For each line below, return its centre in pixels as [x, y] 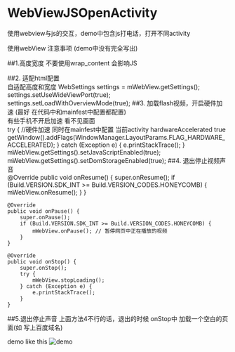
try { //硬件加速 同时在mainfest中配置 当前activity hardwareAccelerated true [116, 129]
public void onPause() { [43, 211]
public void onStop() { [42, 261]
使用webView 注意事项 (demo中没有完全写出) [73, 48]
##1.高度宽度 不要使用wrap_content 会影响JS [72, 63]
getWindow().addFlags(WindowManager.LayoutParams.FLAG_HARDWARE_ [116, 137]
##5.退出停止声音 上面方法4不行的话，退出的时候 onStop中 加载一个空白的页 [118, 318]
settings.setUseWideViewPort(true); [59, 94]
